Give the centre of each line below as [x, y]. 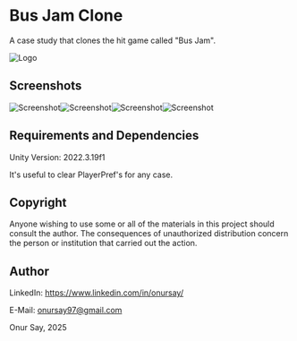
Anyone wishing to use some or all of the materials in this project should [142, 224]
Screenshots [46, 86]
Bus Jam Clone [66, 16]
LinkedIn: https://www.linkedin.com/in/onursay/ [97, 293]
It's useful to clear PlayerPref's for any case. [91, 175]
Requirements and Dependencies [104, 136]
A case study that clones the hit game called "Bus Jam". [113, 40]
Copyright [38, 202]
